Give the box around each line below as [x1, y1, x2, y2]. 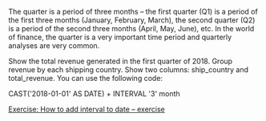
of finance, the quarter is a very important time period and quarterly [8, 32, 232, 42]
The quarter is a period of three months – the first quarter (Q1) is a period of [8, 7, 258, 16]
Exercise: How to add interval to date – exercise [8, 104, 166, 114]
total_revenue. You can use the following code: [8, 74, 163, 83]
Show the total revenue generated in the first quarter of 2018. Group [8, 56, 233, 66]
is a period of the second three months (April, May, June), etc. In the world [8, 24, 255, 33]
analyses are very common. [8, 41, 100, 50]
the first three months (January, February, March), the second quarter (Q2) [8, 15, 256, 25]
